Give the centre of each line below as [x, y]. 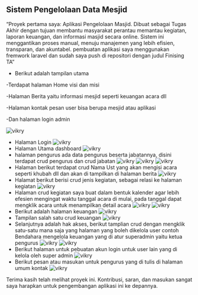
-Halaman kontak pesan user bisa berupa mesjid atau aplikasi [81, 108]
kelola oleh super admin [44, 255]
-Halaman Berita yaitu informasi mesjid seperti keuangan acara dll [86, 96]
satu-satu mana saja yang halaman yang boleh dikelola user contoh [97, 230]
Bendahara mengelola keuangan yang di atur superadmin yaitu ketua [98, 236]
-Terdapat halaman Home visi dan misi [53, 85]
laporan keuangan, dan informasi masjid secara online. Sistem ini [85, 36]
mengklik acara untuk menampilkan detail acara [73, 205]
